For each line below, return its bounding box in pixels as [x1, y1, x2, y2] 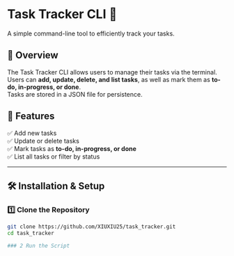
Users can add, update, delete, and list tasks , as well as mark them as [7, 75, 210, 83]
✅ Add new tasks [7, 129, 57, 137]
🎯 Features [7, 111, 55, 122]
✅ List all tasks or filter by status [7, 152, 100, 161]
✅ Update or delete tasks [7, 136, 80, 145]
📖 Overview [7, 49, 58, 61]
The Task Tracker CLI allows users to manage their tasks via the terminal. [7, 67, 217, 76]
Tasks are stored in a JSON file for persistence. [7, 90, 143, 98]
